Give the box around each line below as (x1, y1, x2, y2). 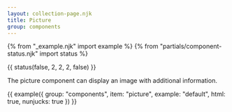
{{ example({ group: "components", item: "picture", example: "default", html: (7, 90, 226, 98)
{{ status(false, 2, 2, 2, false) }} (7, 63, 96, 72)
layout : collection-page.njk (7, 10, 92, 17)
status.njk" (7, 49, 38, 58)
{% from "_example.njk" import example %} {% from (7, 42, 159, 51)
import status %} (39, 49, 89, 58)
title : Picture (7, 17, 52, 24)
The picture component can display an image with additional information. (7, 77, 218, 85)
